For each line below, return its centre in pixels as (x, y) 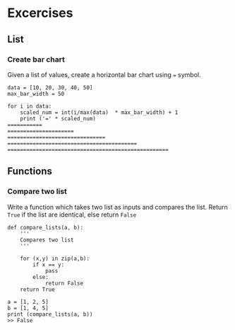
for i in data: (30, 106)
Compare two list (37, 191)
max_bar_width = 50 (36, 93)
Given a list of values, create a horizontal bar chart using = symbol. (104, 74)
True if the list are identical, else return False (72, 215)
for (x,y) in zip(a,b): (55, 258)
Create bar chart (36, 59)
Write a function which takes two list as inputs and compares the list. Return (117, 207)
